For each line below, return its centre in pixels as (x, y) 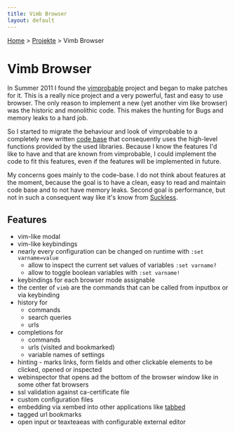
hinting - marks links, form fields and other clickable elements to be (115, 362)
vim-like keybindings (47, 244)
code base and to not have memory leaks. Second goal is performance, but (116, 190)
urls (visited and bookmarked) (71, 347)
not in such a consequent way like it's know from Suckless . (93, 198)
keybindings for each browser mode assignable (86, 280)
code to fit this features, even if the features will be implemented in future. (114, 162)
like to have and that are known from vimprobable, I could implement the (112, 154)
